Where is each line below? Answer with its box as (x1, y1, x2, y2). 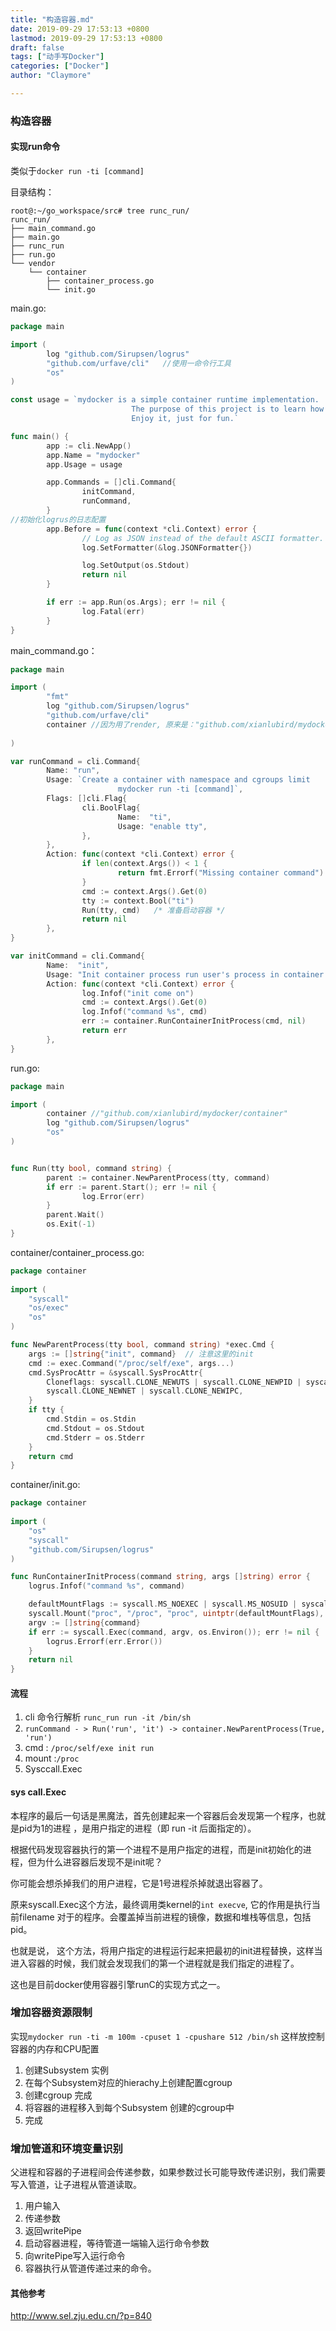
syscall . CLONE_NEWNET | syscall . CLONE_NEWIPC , (46, 1386, 244, 1396)
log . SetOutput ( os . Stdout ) (81, 561, 190, 571)
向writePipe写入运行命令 (24, 2250, 126, 2262)
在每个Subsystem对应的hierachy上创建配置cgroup (24, 2076, 233, 2088)
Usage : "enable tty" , (117, 821, 208, 831)
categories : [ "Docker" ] (10, 61, 110, 71)
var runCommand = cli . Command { (10, 756, 141, 766)
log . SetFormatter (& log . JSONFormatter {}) (81, 542, 253, 553)
